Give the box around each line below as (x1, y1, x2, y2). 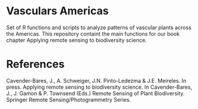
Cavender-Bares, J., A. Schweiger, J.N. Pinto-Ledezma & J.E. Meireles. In (6, 77, 187, 84)
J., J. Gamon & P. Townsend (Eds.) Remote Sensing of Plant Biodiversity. (6, 89, 185, 96)
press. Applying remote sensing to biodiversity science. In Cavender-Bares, (6, 83, 193, 91)
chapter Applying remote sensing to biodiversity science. (6, 36, 147, 43)
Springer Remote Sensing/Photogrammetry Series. (6, 96, 132, 103)
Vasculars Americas (6, 4, 109, 18)
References (6, 58, 65, 71)
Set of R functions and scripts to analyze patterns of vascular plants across (6, 24, 191, 31)
